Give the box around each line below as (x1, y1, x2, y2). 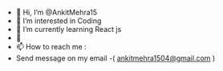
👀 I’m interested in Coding (15, 16, 102, 26)
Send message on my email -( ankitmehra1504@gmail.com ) (15, 53, 216, 63)
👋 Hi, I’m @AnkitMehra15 (15, 8, 98, 17)
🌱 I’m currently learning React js (15, 25, 122, 34)
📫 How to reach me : (15, 42, 87, 51)
